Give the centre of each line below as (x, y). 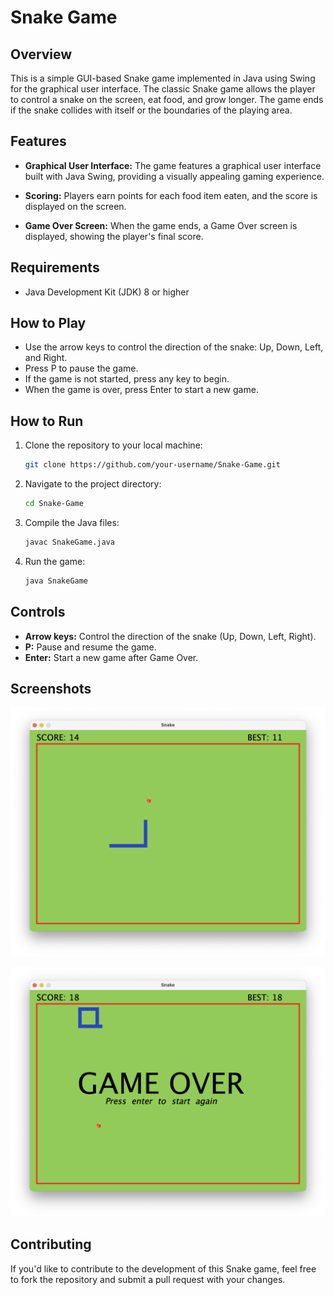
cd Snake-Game (54, 504)
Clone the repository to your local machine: (113, 445)
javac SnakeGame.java (69, 542)
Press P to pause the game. (81, 368)
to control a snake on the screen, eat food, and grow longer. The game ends (167, 99)
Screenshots (51, 688)
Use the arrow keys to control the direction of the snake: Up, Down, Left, (174, 347)
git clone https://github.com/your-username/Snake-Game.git (152, 465)
